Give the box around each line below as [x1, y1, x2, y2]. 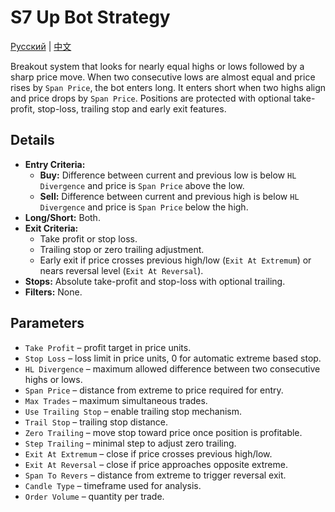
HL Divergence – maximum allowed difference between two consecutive [24, 362, 321, 375]
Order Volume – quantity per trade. [24, 490, 165, 502]
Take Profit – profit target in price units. [24, 341, 192, 353]
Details [10, 132, 55, 149]
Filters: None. [24, 286, 83, 298]
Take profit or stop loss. [39, 232, 138, 245]
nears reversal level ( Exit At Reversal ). [39, 264, 204, 276]
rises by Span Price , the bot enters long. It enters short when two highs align [10, 81, 327, 93]
